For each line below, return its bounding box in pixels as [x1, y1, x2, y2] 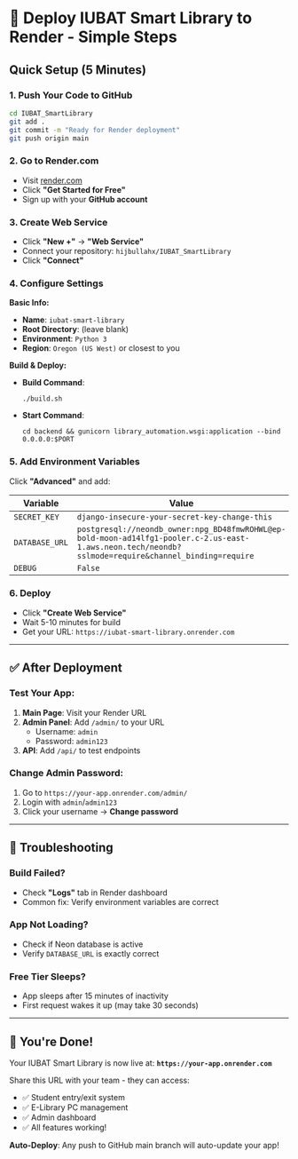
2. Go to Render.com [9, 155, 99, 167]
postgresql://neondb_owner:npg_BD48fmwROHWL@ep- [76, 524, 286, 534]
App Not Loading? [9, 918, 89, 931]
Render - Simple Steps [9, 27, 177, 47]
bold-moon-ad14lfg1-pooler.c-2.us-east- [76, 533, 250, 543]
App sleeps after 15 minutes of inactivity [21, 990, 169, 1002]
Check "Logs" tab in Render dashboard [21, 887, 169, 898]
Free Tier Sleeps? [9, 970, 86, 982]
